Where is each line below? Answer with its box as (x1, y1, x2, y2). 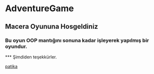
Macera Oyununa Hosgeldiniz (5, 22, 98, 31)
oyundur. (5, 43, 28, 50)
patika (5, 63, 18, 69)
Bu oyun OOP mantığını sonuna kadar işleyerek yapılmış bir (5, 37, 149, 44)
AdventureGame (5, 3, 74, 14)
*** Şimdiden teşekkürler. (5, 54, 57, 60)
